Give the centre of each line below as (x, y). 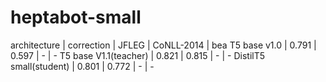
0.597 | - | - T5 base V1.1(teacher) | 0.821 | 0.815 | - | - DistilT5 (138, 55)
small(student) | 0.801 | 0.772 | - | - (82, 66)
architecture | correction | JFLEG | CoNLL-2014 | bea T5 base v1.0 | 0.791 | (163, 45)
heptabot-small (76, 17)
